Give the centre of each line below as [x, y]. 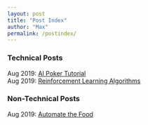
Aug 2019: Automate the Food [50, 114]
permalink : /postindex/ [42, 33]
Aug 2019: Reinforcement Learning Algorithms [74, 81]
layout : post [26, 14]
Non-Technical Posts [44, 99]
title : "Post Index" [38, 20]
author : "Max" [28, 27]
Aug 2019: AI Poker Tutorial [47, 73]
